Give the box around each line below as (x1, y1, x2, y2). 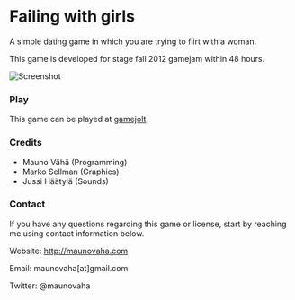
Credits (9, 137, 42, 149)
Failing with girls (9, 6, 135, 27)
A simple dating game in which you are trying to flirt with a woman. (9, 36, 257, 47)
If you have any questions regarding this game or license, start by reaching (9, 218, 287, 229)
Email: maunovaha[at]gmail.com (9, 262, 129, 273)
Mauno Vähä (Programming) (22, 156, 128, 167)
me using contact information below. (9, 227, 145, 239)
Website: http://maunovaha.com (9, 245, 129, 256)
